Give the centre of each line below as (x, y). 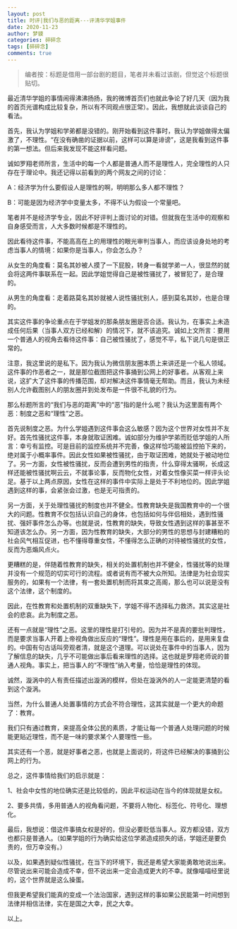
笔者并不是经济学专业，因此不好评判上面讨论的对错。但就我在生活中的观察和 (119, 217)
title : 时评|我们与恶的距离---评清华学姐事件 (67, 20)
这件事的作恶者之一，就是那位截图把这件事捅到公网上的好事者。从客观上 (112, 372)
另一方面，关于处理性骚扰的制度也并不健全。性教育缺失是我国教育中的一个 (115, 505)
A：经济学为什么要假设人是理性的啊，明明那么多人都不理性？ (96, 187)
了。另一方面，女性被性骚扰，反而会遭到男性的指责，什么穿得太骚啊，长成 (115, 463)
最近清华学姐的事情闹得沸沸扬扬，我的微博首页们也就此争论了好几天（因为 (115, 98)
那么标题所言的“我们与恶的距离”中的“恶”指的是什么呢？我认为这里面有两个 (115, 404)
